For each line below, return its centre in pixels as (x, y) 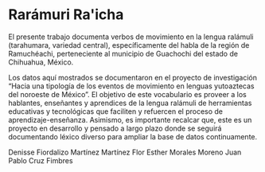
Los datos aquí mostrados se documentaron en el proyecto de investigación (132, 77)
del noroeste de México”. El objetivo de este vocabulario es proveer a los (127, 94)
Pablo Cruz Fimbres (41, 160)
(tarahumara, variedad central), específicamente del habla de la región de (129, 45)
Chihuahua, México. (41, 62)
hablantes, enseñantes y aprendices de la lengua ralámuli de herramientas (130, 103)
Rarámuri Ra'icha (66, 15)
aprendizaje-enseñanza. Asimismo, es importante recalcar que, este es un (130, 119)
